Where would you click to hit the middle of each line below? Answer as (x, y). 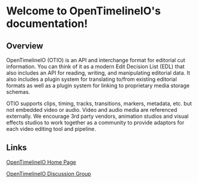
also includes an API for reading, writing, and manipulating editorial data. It (98, 73)
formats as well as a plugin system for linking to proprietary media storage (98, 86)
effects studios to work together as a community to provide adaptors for (95, 123)
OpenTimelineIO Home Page (41, 162)
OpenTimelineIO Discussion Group (49, 173)
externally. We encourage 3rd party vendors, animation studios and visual (97, 116)
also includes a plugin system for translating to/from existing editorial (91, 79)
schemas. (18, 92)
